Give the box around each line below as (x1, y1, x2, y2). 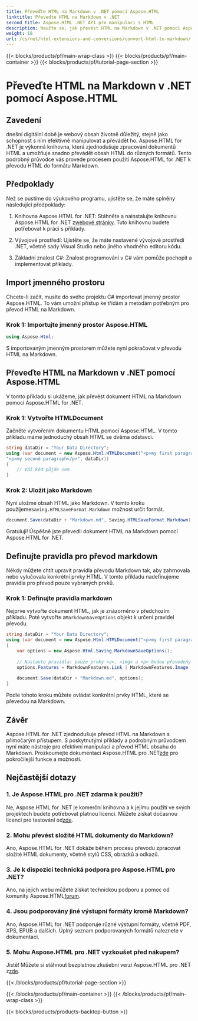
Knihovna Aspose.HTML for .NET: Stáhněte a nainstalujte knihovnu (14, 212, 177, 219)
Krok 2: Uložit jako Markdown (6, 486, 93, 494)
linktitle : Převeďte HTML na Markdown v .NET (6, 14, 120, 20)
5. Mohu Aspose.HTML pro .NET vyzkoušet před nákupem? (6, 948, 180, 956)
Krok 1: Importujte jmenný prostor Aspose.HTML (6, 320, 148, 329)
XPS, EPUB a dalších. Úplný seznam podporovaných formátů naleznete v (6, 927, 183, 934)
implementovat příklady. (14, 260, 74, 267)
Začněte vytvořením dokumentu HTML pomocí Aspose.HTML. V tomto (6, 427, 177, 434)
